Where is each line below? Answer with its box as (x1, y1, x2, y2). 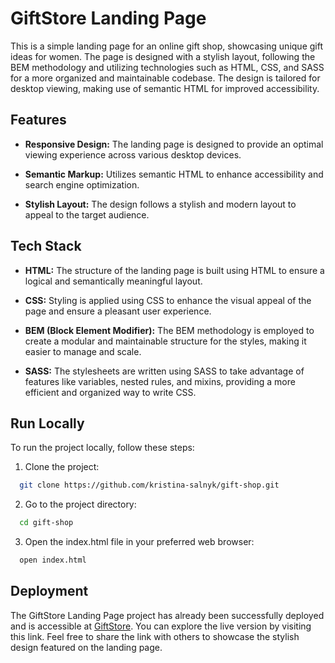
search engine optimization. (24, 178, 140, 191)
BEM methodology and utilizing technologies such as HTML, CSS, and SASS (10, 61, 325, 73)
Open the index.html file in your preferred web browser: (24, 536, 255, 548)
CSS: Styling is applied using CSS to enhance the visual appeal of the (24, 294, 312, 306)
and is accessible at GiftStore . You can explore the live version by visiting (10, 620, 312, 632)
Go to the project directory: (24, 498, 137, 511)
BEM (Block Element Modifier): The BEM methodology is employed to (24, 324, 315, 336)
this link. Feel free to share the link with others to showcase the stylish (10, 630, 300, 642)
